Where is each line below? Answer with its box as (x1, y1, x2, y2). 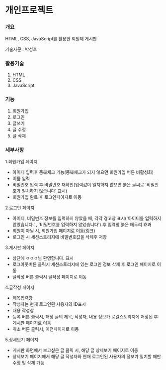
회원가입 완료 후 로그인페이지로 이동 (12, 194, 82, 200)
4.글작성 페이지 (5, 284, 35, 290)
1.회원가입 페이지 (5, 159, 38, 165)
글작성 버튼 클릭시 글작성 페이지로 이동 (12, 274, 87, 280)
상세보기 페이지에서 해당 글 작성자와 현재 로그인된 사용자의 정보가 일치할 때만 (12, 354, 162, 360)
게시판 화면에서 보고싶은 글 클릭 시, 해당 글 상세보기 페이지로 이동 (12, 347, 138, 354)
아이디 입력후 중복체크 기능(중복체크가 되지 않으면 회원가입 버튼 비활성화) (12, 169, 154, 175)
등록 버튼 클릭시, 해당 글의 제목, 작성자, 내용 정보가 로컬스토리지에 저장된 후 (12, 314, 158, 320)
